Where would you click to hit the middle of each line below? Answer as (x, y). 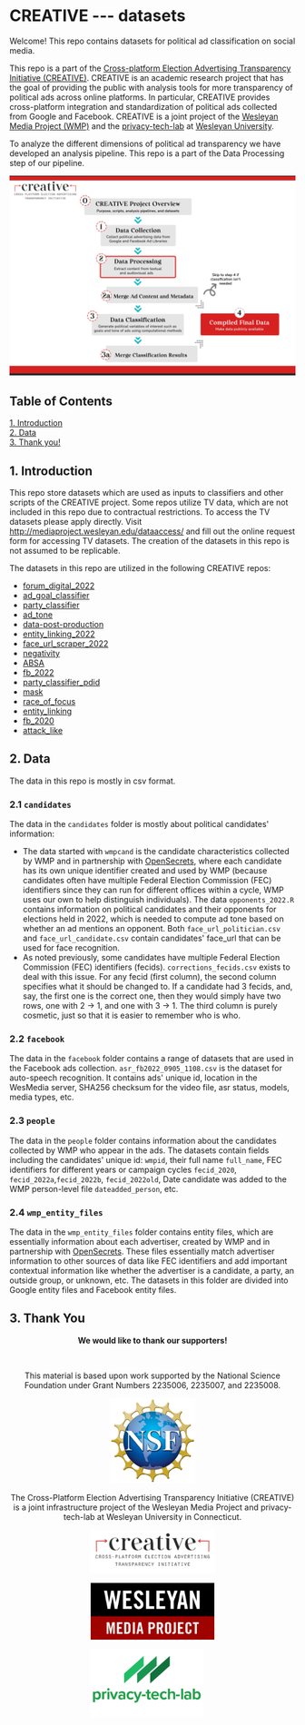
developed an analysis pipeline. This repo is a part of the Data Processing (147, 153)
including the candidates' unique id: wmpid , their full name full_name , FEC (146, 1159)
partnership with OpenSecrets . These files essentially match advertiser (142, 1251)
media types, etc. (42, 1097)
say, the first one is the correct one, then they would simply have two (152, 996)
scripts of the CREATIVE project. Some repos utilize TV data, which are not (149, 502)
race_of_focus (49, 701)
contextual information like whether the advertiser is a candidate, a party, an (152, 1270)
